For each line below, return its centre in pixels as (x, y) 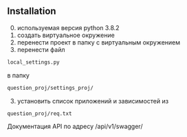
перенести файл (41, 49)
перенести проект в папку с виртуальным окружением (99, 42)
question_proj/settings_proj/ (51, 88)
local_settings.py (33, 62)
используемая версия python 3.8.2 (68, 27)
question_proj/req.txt (40, 113)
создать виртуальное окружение (66, 35)
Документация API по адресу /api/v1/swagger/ (75, 127)
